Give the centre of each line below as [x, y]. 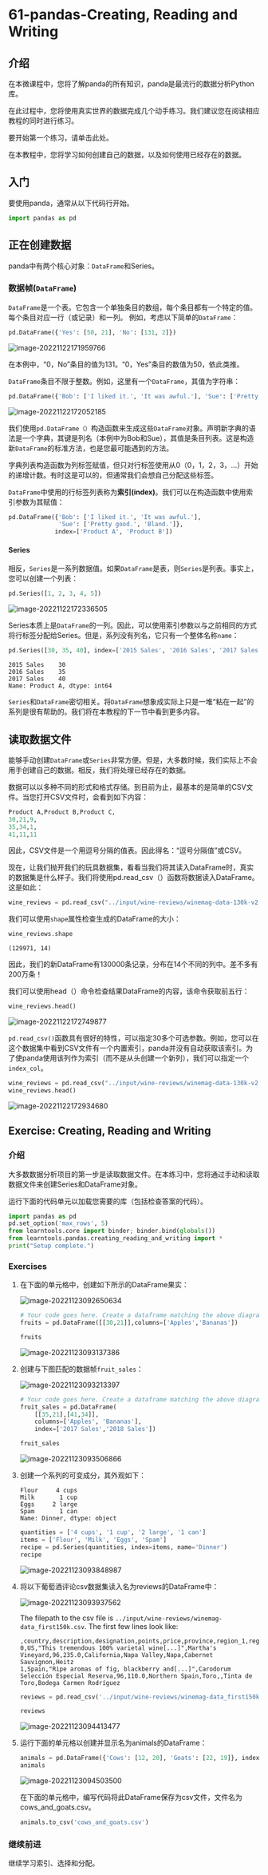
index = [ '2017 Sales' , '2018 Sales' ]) [95, 1429]
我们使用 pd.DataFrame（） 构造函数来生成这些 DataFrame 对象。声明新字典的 [129, 428]
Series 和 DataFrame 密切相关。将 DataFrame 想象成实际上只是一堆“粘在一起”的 [131, 702]
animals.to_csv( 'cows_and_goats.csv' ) [84, 1822]
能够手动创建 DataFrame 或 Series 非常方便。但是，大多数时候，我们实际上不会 [133, 759]
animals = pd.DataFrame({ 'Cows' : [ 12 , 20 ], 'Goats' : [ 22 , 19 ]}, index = [141, 1758]
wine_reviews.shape [41, 934]
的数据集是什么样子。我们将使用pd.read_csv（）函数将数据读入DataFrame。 [134, 878]
